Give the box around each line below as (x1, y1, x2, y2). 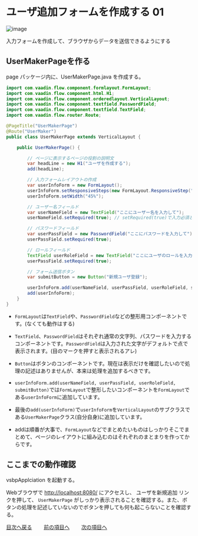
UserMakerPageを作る (6, 57, 90, 67)
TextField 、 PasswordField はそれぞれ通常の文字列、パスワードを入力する (14, 333, 192, 340)
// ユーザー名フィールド (27, 204, 80, 210)
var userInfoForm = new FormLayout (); (27, 182, 123, 188)
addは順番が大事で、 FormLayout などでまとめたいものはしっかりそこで (14, 426, 184, 433)
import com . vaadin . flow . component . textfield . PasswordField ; (6, 101, 157, 107)
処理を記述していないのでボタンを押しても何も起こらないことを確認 (21, 504, 187, 511)
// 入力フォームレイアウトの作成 (27, 177, 97, 183)
